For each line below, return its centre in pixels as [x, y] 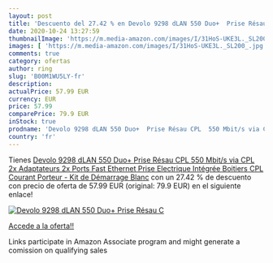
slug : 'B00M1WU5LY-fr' [47, 76]
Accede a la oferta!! [41, 226]
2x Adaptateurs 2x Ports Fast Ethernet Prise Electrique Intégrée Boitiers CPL [136, 168]
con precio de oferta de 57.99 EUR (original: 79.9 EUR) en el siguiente [125, 185]
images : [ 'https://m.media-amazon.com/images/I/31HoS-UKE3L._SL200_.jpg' [138, 46]
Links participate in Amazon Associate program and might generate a [124, 241]
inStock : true [32, 122]
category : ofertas [39, 62]
